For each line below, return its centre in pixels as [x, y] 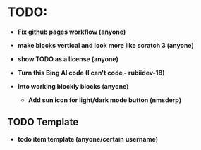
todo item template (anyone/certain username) [88, 139]
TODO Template [43, 122]
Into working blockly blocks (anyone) [73, 86]
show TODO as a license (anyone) [68, 59]
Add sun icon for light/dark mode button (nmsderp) [105, 100]
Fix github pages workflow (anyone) [72, 32]
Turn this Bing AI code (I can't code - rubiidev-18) [91, 73]
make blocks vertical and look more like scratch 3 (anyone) [105, 45]
